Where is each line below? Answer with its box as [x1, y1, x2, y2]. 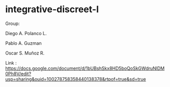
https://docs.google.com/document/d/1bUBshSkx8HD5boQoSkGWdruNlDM [5, 65, 165, 71]
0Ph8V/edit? [5, 70, 32, 77]
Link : [5, 60, 17, 66]
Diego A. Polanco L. [5, 30, 47, 36]
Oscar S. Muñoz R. [5, 50, 45, 56]
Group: [5, 20, 20, 26]
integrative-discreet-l [5, 4, 99, 15]
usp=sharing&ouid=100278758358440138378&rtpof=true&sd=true [5, 76, 147, 82]
